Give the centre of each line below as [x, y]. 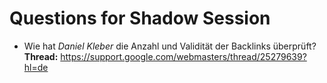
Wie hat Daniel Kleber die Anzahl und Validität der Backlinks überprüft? [170, 46]
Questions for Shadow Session [140, 18]
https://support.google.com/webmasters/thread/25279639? [183, 56]
